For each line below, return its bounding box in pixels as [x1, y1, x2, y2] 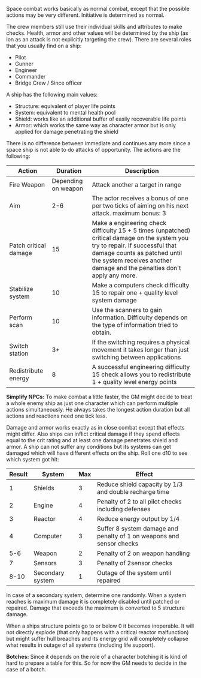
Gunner [14, 60, 34, 67]
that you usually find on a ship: [6, 42, 82, 49]
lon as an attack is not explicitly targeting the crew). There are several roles [6, 36, 191, 43]
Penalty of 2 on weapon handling [96, 549, 190, 557]
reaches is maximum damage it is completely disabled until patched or [6, 598, 180, 605]
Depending [51, 177, 83, 185]
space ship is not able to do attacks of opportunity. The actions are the [6, 146, 181, 153]
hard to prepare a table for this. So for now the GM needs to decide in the [6, 659, 187, 667]
